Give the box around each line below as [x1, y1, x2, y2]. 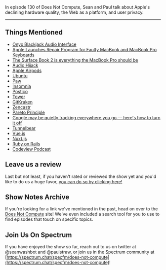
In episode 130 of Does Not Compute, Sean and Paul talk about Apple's [5, 4, 150, 10]
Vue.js [12, 130, 26, 136]
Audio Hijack [12, 62, 39, 68]
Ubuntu [12, 72, 28, 78]
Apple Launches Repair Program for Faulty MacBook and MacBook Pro [12, 46, 157, 52]
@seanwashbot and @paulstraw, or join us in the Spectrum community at [5, 249, 155, 255]
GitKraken [12, 99, 33, 105]
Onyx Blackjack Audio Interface [12, 41, 77, 47]
